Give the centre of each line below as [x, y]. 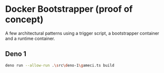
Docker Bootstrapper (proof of [69, 9]
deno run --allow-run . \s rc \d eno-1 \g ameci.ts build [60, 65]
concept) [24, 19]
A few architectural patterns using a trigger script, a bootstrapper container [82, 33]
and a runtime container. [30, 38]
